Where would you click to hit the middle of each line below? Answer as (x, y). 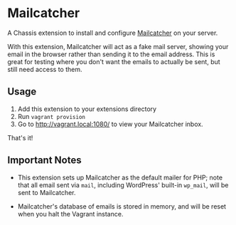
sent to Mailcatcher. (47, 192)
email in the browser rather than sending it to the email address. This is (111, 54)
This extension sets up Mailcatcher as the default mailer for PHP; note (120, 177)
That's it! (20, 137)
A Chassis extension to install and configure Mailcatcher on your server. (113, 33)
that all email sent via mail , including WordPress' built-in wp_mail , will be (123, 185)
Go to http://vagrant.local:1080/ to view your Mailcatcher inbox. (111, 124)
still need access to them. (45, 69)
